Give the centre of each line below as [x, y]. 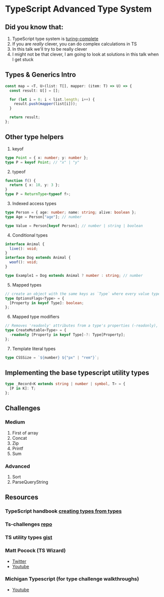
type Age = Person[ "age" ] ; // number [43, 217]
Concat [20, 438]
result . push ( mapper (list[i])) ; [46, 104]
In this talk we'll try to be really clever [50, 49]
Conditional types [30, 235]
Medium [15, 422]
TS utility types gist [29, 537]
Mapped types [27, 285]
